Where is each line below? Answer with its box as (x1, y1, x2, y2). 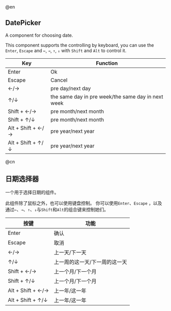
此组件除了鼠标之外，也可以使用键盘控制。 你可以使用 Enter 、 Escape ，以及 (5, 200, 162, 206)
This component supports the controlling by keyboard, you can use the (5, 42, 154, 48)
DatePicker (5, 18, 41, 27)
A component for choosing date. (5, 32, 73, 38)
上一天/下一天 (53, 249, 87, 256)
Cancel (50, 76, 68, 83)
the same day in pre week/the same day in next (50, 93, 163, 100)
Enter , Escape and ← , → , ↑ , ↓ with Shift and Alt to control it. (5, 47, 127, 54)
